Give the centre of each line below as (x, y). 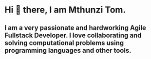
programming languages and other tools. (68, 50)
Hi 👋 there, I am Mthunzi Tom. (65, 10)
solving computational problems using (64, 43)
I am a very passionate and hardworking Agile (75, 28)
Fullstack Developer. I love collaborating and (73, 35)
